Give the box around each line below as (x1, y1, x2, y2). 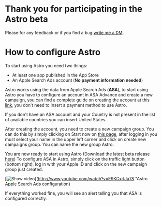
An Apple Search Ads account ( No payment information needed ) (12, 77, 143, 83)
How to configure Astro (5, 47, 101, 58)
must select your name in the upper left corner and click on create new (5, 136, 147, 142)
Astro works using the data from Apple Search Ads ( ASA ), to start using (5, 86, 148, 93)
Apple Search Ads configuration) (5, 181, 71, 187)
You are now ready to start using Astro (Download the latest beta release (5, 151, 150, 157)
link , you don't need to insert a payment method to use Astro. (5, 102, 127, 108)
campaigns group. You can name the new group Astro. (5, 142, 114, 147)
